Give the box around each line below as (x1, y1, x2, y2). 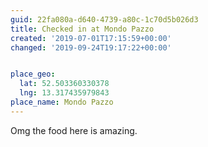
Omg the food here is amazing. (10, 124, 138, 136)
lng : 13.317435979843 (19, 88, 110, 98)
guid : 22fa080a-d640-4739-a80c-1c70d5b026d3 (10, 14, 199, 25)
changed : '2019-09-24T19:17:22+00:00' (10, 42, 172, 53)
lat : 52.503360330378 (19, 79, 110, 89)
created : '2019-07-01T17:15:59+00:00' (10, 33, 172, 43)
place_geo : (10, 69, 56, 80)
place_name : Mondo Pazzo (10, 97, 114, 107)
